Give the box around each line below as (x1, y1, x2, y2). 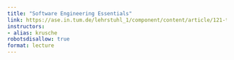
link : (7, 17, 23, 23)
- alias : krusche (7, 29, 58, 37)
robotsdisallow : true (7, 36, 70, 43)
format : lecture (7, 42, 54, 49)
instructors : (7, 23, 45, 30)
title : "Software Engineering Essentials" (7, 10, 132, 17)
